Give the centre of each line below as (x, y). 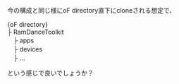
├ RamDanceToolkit (36, 32)
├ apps (24, 40)
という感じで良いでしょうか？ (50, 73)
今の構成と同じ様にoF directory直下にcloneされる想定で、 (92, 10)
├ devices (28, 49)
